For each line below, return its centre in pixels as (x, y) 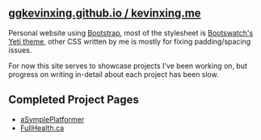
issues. (20, 50)
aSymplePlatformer (52, 119)
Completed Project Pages (74, 100)
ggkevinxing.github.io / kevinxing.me (105, 13)
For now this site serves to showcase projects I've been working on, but (128, 66)
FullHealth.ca (42, 128)
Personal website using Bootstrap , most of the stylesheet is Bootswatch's (131, 32)
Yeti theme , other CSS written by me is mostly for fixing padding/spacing (130, 41)
